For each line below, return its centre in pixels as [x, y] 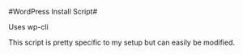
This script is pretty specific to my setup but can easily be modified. [122, 42]
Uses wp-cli [28, 27]
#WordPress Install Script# [53, 12]
